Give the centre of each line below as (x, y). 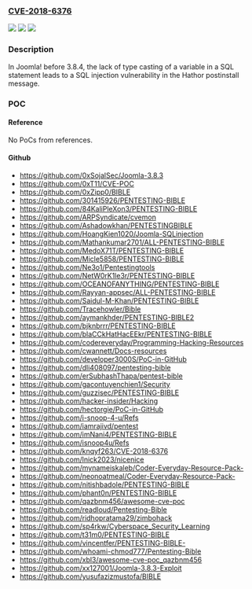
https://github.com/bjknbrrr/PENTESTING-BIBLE (97, 326)
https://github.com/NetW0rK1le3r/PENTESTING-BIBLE (107, 275)
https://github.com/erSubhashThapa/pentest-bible (101, 376)
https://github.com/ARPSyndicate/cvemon (88, 217)
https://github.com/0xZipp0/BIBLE (75, 192)
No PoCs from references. (50, 140)
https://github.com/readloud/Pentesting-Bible (93, 510)
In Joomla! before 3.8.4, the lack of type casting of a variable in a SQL (121, 66)
